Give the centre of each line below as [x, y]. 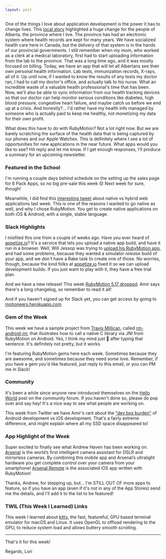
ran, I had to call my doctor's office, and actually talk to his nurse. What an [81, 82]
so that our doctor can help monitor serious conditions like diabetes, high [80, 98]
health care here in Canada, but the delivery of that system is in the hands [80, 45]
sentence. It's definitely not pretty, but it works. [53, 344]
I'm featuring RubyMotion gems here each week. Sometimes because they [81, 353]
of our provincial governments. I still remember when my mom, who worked [82, 50]
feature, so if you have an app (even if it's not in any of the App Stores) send [83, 488]
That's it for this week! [28, 542]
